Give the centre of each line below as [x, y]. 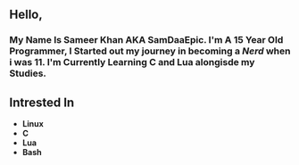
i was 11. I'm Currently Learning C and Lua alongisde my [132, 62]
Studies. [28, 73]
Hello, [26, 15]
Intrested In [42, 102]
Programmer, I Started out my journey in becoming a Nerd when [150, 51]
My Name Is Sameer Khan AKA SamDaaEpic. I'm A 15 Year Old [146, 40]
